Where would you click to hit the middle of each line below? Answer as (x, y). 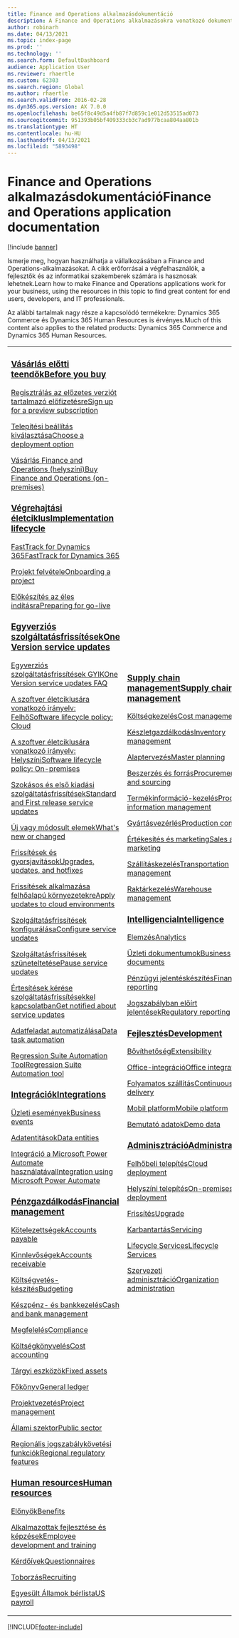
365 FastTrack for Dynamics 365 (65, 556)
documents (146, 962)
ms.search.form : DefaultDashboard (59, 61)
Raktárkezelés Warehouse (169, 889)
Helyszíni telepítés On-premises (180, 1189)
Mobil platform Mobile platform (177, 1108)
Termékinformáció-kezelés (172, 798)
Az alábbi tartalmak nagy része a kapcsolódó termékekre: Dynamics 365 (114, 313)
